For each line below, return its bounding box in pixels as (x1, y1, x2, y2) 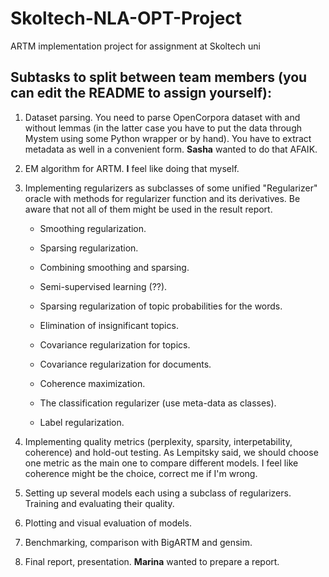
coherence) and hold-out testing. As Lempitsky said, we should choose (24, 446, 319, 458)
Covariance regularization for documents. (39, 358, 212, 370)
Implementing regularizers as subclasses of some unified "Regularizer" (24, 182, 318, 194)
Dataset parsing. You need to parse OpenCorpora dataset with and (24, 111, 301, 123)
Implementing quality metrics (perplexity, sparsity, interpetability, (24, 435, 293, 447)
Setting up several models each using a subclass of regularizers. (24, 487, 292, 499)
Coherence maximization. (39, 377, 146, 389)
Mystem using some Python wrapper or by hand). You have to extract (24, 132, 312, 144)
